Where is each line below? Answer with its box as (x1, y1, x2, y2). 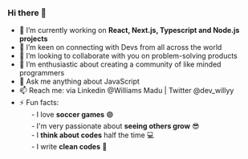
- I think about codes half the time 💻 (30, 130, 155, 140)
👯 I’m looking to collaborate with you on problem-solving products (18, 51, 238, 61)
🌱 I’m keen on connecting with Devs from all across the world (18, 43, 222, 52)
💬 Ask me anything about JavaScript (18, 76, 140, 87)
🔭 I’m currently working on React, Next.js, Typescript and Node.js (18, 26, 240, 35)
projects (18, 34, 48, 43)
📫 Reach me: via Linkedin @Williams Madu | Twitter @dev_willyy (18, 86, 234, 96)
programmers (18, 68, 65, 78)
